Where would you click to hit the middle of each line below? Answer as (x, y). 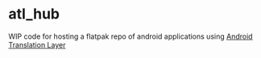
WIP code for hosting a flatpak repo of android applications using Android (130, 36)
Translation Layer (37, 44)
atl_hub (34, 14)
